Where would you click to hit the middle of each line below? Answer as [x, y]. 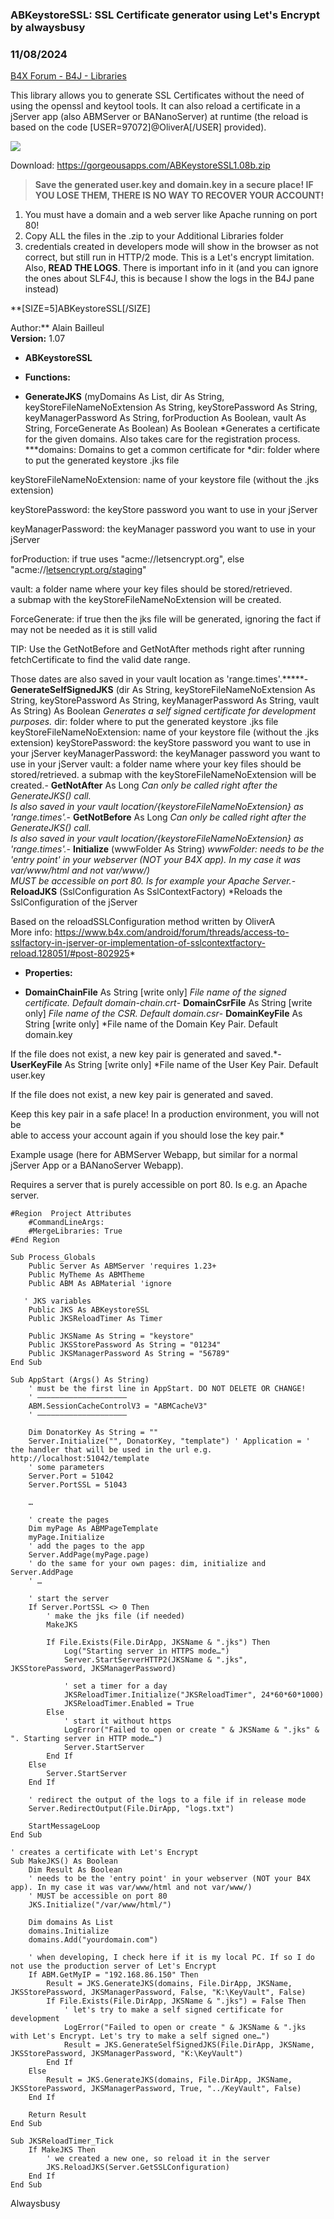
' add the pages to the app [86, 1546]
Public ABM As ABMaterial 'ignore [100, 1284]
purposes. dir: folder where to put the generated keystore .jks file [144, 722]
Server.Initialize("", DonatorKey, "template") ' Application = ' [169, 1441]
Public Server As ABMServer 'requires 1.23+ [122, 1266]
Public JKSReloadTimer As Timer [95, 1319]
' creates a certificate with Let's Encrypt [104, 1853]
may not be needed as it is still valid [84, 630]
